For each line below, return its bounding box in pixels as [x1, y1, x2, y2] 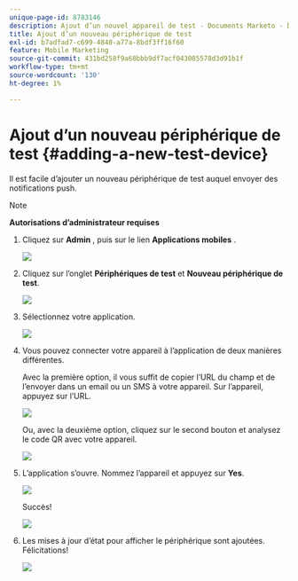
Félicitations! [21, 545, 69, 555]
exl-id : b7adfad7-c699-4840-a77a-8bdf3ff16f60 [9, 37, 184, 47]
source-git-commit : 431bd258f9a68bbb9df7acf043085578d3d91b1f [9, 54, 244, 63]
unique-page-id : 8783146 [9, 12, 101, 22]
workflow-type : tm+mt [9, 63, 90, 72]
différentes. [21, 354, 65, 365]
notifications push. [9, 183, 77, 193]
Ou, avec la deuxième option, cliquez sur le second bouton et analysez [21, 424, 281, 435]
